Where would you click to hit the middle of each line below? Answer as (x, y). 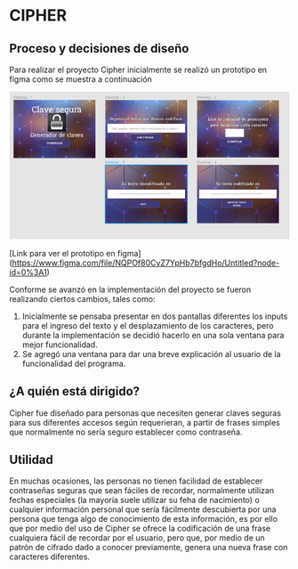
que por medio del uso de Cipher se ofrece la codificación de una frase (140, 528)
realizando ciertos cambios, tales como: (82, 298)
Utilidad (31, 459)
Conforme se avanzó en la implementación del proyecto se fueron (130, 289)
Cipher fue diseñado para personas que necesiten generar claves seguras (145, 413)
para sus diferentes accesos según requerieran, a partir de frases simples (145, 422)
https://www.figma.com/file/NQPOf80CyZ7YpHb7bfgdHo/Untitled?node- (146, 263)
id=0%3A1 (28, 272)
